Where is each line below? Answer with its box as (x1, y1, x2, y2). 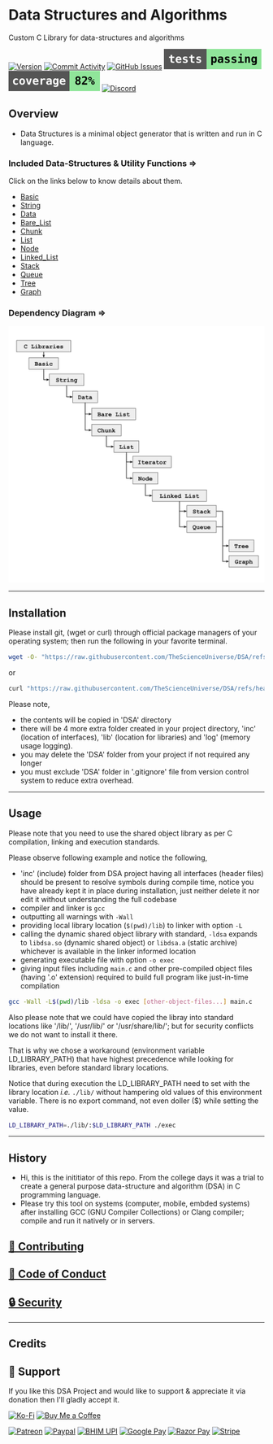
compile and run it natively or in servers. (19, 1216, 156, 1226)
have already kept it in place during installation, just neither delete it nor (19, 885, 260, 896)
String (19, 201, 41, 211)
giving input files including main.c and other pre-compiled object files (19, 963, 253, 973)
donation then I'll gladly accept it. (8, 1395, 120, 1405)
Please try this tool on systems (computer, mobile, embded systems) (19, 1198, 250, 1209)
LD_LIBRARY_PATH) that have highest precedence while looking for (8, 1054, 234, 1063)
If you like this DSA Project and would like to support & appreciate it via (8, 1386, 246, 1396)
